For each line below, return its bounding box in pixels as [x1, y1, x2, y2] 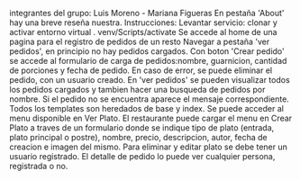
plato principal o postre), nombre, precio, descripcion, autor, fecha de [9, 132, 268, 142]
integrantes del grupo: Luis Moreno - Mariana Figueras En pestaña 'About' [9, 8, 285, 18]
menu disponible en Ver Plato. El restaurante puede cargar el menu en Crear [9, 112, 293, 123]
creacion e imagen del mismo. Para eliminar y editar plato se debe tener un [9, 141, 288, 152]
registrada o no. [9, 161, 68, 171]
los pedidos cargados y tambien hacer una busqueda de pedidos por [9, 85, 266, 94]
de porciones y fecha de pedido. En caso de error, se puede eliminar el [9, 65, 273, 76]
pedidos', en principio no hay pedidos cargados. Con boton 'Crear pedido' [9, 46, 286, 57]
